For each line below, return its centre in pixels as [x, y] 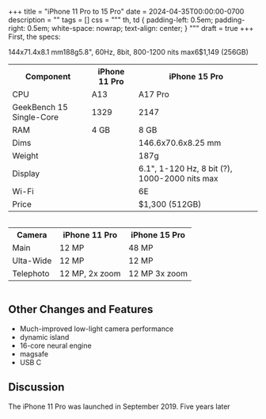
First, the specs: [34, 36]
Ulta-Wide [32, 261]
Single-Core [36, 117]
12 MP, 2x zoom [90, 274]
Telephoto [31, 274]
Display [26, 173]
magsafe [34, 354]
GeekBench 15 [40, 107]
